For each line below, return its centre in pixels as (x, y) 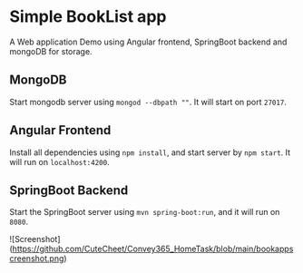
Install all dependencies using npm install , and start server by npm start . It (150, 152)
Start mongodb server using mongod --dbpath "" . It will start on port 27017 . (148, 102)
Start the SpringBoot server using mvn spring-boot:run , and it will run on (145, 212)
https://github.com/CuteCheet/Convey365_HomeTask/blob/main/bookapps (153, 249)
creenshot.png (37, 258)
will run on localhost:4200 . (60, 161)
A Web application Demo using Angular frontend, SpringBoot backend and (148, 42)
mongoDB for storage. (51, 51)
